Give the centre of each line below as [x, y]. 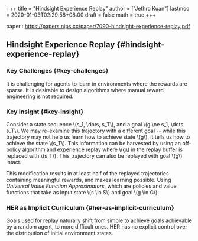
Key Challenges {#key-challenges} [57, 71]
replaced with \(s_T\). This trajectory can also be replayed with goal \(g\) [94, 155]
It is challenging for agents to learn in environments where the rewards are [97, 84]
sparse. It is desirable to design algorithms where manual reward [85, 90]
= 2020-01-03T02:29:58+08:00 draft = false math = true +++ [81, 15]
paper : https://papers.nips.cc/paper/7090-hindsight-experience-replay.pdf [98, 26]
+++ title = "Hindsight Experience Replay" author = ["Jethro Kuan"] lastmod [98, 9]
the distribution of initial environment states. [60, 233]
